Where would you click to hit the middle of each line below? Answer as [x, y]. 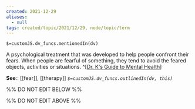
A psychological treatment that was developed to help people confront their [97, 54]
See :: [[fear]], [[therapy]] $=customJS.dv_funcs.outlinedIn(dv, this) [90, 78]
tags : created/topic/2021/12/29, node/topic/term [68, 28]
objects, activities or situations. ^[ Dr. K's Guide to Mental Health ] [84, 67]
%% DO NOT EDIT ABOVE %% [43, 101]
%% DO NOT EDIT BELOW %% [44, 89]
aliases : [17, 17]
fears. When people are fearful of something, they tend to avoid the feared [96, 61]
